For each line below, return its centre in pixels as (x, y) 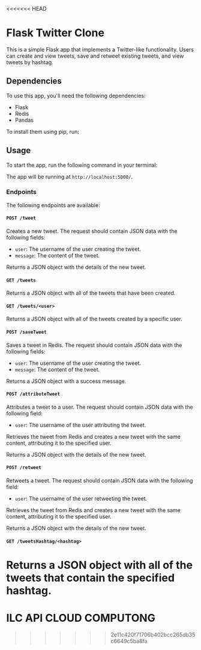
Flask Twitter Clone (55, 33)
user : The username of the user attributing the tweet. (80, 425)
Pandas (24, 120)
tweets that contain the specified (91, 578)
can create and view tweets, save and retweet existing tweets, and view (95, 56)
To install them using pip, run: (43, 131)
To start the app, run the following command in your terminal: (82, 165)
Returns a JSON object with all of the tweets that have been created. (91, 293)
